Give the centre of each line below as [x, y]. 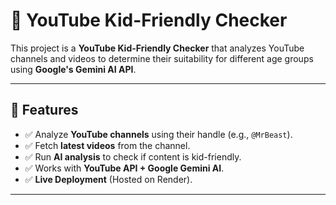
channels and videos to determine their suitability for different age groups [162, 58]
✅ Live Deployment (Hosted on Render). [108, 179]
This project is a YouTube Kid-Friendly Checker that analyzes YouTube [157, 48]
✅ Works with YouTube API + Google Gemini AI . [124, 168]
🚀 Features [44, 110]
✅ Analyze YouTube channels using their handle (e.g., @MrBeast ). [158, 134]
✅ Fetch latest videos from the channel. [107, 145]
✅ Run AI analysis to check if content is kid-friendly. [133, 156]
